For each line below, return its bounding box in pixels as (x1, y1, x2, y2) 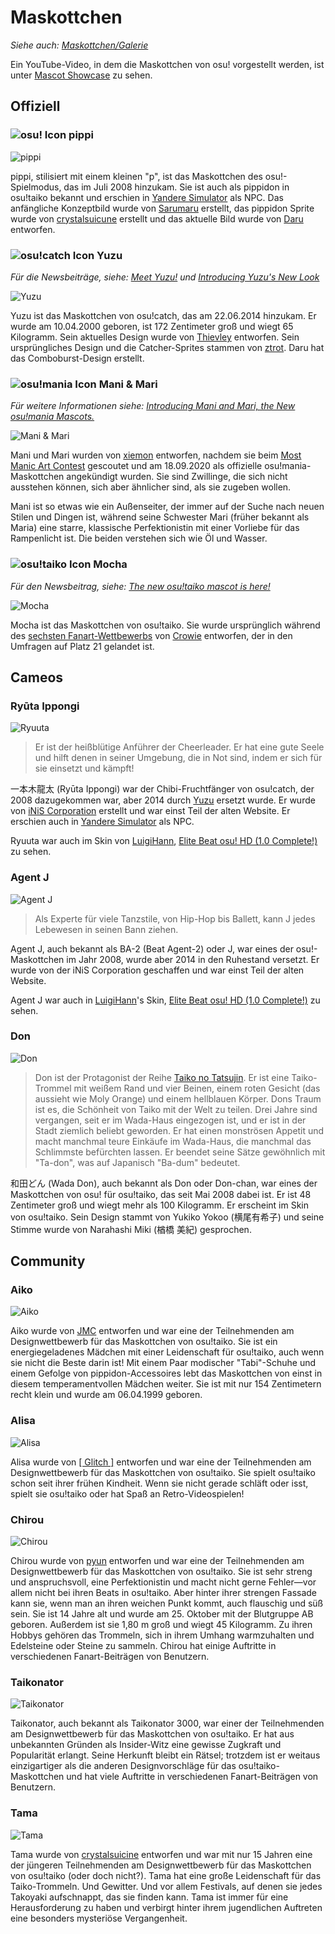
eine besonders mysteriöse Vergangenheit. (10, 1912, 188, 1924)
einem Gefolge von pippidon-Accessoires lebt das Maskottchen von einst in (10, 1367, 323, 1380)
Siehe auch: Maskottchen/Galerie (10, 39, 149, 51)
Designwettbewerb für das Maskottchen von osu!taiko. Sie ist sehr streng (10, 1566, 313, 1578)
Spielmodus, (10, 181, 62, 193)
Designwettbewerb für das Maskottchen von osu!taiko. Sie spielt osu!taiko (10, 1466, 316, 1478)
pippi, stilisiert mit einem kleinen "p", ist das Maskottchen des (10, 170, 263, 182)
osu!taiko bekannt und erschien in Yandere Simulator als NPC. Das (10, 191, 284, 203)
